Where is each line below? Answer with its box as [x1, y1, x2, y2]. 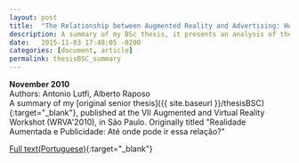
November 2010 [9, 79, 70, 89]
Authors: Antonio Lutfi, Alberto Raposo [9, 88, 151, 99]
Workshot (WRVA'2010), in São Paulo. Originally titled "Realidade [9, 117, 246, 127]
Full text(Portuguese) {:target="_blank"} [9, 143, 153, 154]
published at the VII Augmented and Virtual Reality [79, 108, 265, 118]
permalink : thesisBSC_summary [9, 54, 122, 63]
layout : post [9, 12, 58, 22]
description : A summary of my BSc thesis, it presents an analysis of [9, 29, 277, 38]
